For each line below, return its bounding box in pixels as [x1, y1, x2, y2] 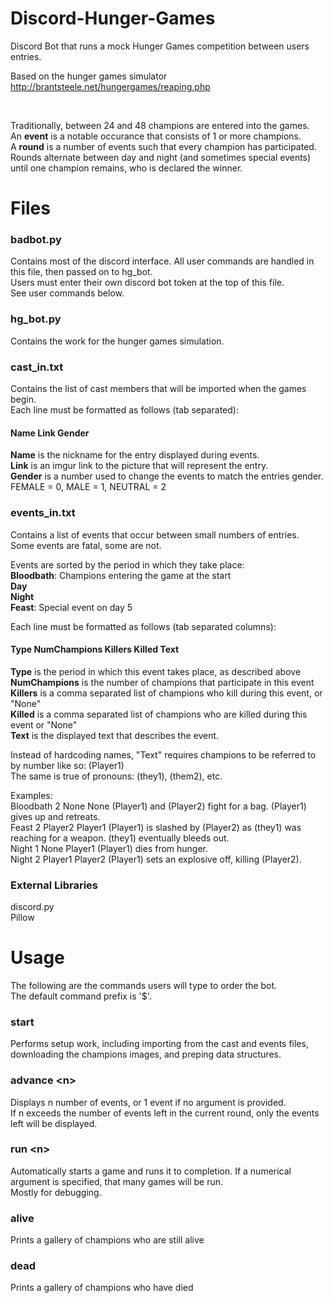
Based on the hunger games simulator [10, 70, 168, 82]
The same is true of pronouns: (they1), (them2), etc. [10, 770, 223, 782]
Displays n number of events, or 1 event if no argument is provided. [10, 1096, 287, 1108]
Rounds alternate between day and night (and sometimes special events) [10, 151, 312, 163]
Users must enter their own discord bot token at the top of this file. [10, 277, 285, 289]
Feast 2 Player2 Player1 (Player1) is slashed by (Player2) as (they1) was [10, 821, 302, 833]
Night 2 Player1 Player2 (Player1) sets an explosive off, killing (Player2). [10, 853, 302, 865]
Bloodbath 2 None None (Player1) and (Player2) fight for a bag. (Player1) [10, 800, 307, 812]
